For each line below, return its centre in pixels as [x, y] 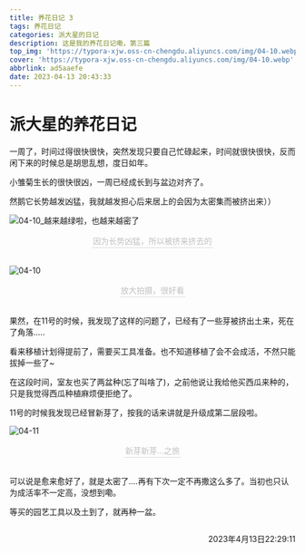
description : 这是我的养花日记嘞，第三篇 [80, 43]
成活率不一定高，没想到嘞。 [69, 492]
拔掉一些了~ [32, 363]
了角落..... [27, 332]
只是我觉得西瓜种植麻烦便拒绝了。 [73, 393]
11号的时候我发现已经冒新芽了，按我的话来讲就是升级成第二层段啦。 [136, 412]
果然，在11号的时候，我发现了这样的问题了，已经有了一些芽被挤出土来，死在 [152, 320]
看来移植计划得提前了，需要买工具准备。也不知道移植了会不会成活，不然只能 [152, 351]
